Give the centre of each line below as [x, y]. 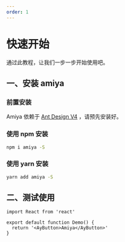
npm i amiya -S [26, 147]
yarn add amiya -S [30, 177]
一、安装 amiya [35, 83]
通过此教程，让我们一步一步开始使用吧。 [57, 62]
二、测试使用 [31, 197]
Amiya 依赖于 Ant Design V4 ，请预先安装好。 [64, 117]
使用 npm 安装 [27, 134]
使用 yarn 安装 [28, 164]
